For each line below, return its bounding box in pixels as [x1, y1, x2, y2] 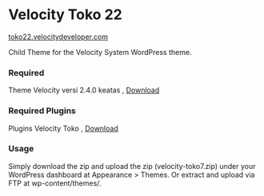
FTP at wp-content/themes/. [8, 178, 102, 188]
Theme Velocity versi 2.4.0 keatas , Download [8, 85, 160, 95]
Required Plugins [8, 105, 76, 116]
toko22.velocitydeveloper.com [8, 32, 108, 41]
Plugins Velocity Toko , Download [8, 123, 118, 133]
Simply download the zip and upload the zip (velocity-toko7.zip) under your [8, 161, 256, 171]
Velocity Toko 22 [8, 6, 122, 24]
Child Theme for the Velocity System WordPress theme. [8, 47, 192, 57]
